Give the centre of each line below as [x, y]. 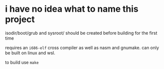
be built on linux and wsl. [30, 53]
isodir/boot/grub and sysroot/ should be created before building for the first [81, 33]
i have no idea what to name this [72, 9]
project [20, 19]
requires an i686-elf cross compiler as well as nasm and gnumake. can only [82, 47]
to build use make [22, 62]
